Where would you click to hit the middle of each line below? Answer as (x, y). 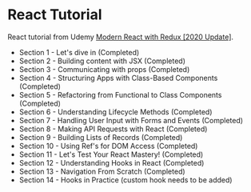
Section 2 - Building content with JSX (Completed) (102, 61)
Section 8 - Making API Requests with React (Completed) (113, 129)
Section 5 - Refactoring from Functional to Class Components (120, 94)
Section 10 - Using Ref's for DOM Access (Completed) (108, 146)
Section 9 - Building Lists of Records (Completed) (101, 137)
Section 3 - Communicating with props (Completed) (104, 69)
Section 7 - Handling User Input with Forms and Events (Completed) (131, 120)
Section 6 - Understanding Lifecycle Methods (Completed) (116, 112)
